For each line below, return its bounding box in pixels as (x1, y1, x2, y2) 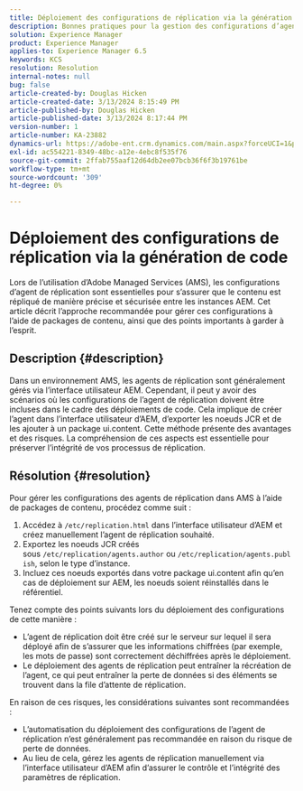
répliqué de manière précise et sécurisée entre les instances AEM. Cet (9, 296, 271, 307)
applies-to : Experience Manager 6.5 (9, 47, 147, 56)
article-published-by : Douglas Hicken (9, 106, 155, 115)
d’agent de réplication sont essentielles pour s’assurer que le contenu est (9, 286, 281, 298)
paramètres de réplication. (22, 771, 121, 782)
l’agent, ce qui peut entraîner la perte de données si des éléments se (22, 669, 278, 680)
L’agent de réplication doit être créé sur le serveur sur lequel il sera (22, 631, 272, 642)
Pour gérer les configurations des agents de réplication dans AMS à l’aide (9, 492, 282, 503)
